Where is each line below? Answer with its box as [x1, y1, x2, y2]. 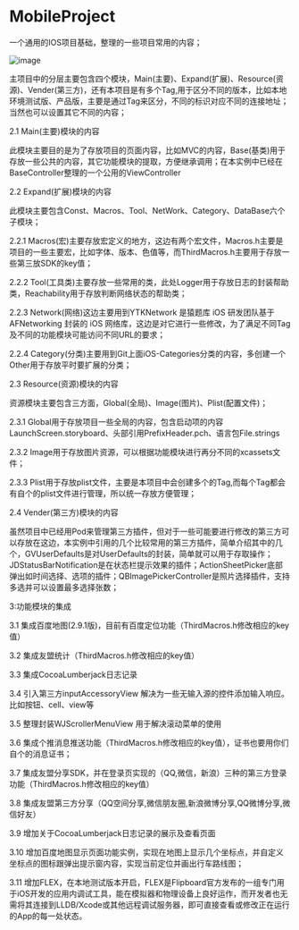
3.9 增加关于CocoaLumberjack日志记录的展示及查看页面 [9, 827, 216, 838]
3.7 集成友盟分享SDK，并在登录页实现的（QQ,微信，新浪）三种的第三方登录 [9, 767, 287, 778]
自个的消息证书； [9, 748, 72, 759]
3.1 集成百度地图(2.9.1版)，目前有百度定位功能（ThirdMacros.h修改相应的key [9, 620, 290, 630]
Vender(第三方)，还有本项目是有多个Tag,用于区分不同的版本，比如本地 [28, 84, 287, 95]
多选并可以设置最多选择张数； [9, 581, 119, 592]
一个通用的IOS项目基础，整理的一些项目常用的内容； [9, 37, 203, 47]
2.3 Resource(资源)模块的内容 [9, 378, 119, 389]
